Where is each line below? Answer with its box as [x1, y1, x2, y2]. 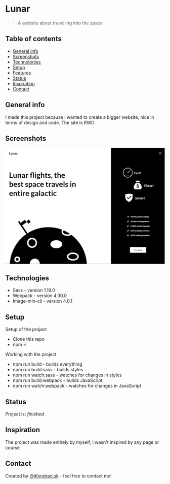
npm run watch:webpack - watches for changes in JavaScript [12, 383, 142, 389]
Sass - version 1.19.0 [12, 287, 56, 294]
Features [12, 70, 31, 76]
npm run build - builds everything [12, 361, 82, 367]
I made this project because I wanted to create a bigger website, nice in [5, 114, 154, 120]
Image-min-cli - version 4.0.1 [12, 298, 72, 304]
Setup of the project [5, 326, 47, 333]
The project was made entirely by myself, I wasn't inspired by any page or [5, 439, 159, 445]
